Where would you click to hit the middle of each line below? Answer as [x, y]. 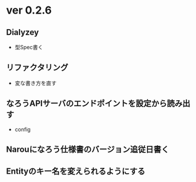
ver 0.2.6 [29, 10]
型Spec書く [29, 47]
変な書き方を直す [36, 83]
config [23, 129]
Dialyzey [23, 32]
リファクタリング [37, 68]
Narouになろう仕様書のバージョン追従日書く [88, 150]
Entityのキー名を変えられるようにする [76, 172]
